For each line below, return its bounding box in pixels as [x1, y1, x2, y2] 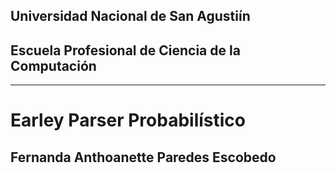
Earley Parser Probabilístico [10, 109, 246, 132]
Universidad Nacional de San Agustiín [10, 8, 251, 25]
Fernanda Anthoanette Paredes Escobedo [10, 149, 277, 166]
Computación [10, 57, 97, 74]
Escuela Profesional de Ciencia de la [10, 42, 241, 59]
